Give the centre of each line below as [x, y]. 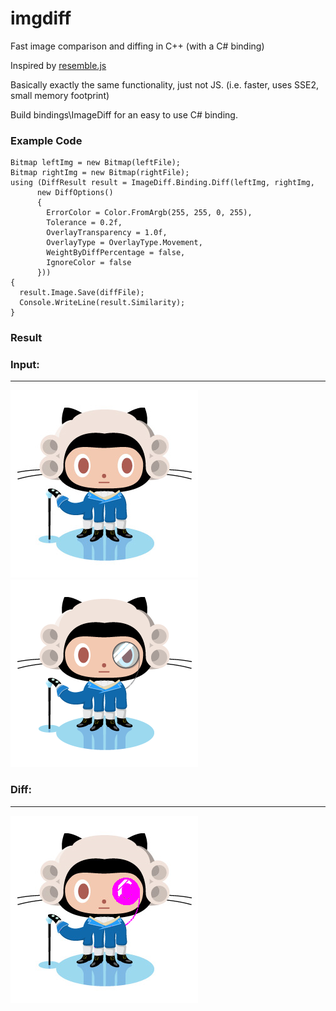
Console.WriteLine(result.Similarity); [102, 303]
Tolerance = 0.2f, [84, 223]
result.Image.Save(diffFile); [82, 293]
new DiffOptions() [75, 193]
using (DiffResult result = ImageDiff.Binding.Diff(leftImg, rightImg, [162, 183]
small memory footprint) [60, 95]
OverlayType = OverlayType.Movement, [124, 243]
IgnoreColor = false [89, 263]
